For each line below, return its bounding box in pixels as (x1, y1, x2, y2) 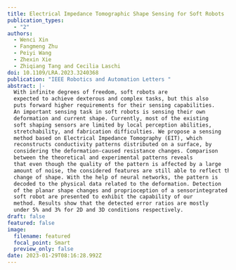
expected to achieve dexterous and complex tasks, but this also (13, 96, 209, 103)
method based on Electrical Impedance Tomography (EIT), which (13, 134, 202, 141)
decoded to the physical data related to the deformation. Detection (13, 180, 221, 187)
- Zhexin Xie (13, 56, 52, 63)
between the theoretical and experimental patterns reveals (13, 154, 193, 162)
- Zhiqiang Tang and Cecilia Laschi (13, 63, 121, 70)
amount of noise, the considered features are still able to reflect (13, 167, 221, 174)
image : (7, 226, 27, 233)
